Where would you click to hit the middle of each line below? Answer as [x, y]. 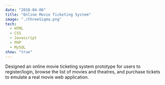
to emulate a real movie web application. [47, 77]
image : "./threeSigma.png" [33, 19]
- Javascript [23, 38]
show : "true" [19, 52]
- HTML [17, 29]
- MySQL [18, 47]
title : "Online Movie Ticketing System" [48, 15]
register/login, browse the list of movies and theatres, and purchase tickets [83, 71]
